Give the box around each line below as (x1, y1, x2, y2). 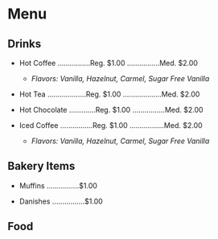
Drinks (7, 37, 42, 51)
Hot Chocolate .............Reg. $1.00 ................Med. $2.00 (19, 105, 204, 114)
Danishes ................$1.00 (19, 196, 104, 206)
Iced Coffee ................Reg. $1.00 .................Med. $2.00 (19, 121, 203, 130)
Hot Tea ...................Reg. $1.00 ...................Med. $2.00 (19, 89, 200, 99)
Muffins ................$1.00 (19, 180, 98, 190)
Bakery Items (7, 159, 76, 173)
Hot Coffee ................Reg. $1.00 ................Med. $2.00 (19, 58, 199, 68)
